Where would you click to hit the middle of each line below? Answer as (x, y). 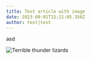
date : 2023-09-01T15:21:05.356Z (45, 17)
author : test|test (28, 22)
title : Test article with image (45, 11)
